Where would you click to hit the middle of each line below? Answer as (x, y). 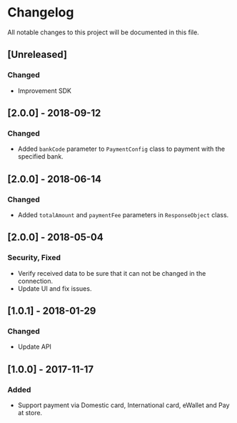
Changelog (41, 13)
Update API (35, 347)
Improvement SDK (45, 91)
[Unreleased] (37, 55)
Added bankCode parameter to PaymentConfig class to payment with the (121, 149)
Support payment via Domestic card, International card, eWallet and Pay (123, 405)
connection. (35, 281)
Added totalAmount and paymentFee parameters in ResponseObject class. (123, 215)
